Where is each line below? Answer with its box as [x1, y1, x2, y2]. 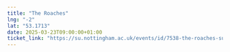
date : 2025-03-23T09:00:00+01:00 [7, 28, 103, 36]
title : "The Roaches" [7, 9, 69, 17]
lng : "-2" [7, 16, 36, 23]
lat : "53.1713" [7, 22, 51, 29]
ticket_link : [7, 35, 44, 42]
